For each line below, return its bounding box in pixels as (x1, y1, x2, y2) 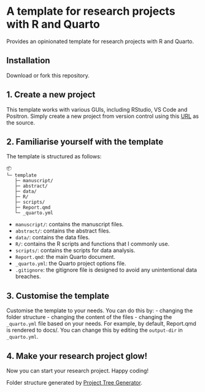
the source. (6, 118, 36, 126)
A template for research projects (6, 4, 176, 18)
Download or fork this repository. (6, 72, 90, 79)
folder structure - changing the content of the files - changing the (6, 313, 172, 321)
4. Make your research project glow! (6, 351, 148, 361)
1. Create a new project (6, 90, 96, 100)
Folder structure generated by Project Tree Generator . (6, 379, 142, 386)
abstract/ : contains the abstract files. (15, 227, 110, 234)
